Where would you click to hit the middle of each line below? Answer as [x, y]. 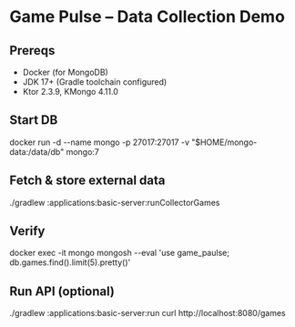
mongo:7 [83, 151]
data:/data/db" [37, 151]
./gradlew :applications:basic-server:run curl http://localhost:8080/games [147, 313]
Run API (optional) [62, 291]
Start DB [34, 120]
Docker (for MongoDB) [66, 72]
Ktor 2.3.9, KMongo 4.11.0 [70, 92]
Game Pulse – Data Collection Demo [147, 17]
